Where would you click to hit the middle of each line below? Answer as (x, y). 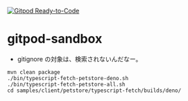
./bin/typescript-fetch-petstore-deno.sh (68, 78)
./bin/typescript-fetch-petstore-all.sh (67, 84)
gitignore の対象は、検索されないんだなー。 (79, 59)
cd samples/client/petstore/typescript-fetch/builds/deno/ (94, 91)
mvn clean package (34, 72)
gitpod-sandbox (55, 39)
